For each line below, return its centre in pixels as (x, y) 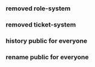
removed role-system (38, 8)
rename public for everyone (47, 57)
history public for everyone (47, 40)
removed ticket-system (41, 24)
